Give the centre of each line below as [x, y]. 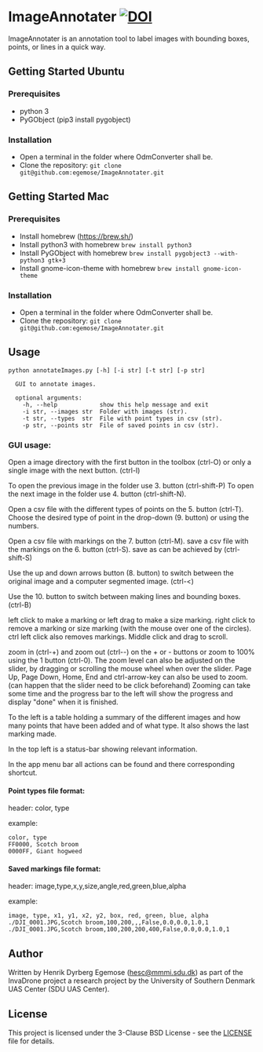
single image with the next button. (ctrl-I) [74, 470]
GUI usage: [30, 445]
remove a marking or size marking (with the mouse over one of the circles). [130, 629]
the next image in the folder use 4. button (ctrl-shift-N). [97, 494]
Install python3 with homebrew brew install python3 [106, 244]
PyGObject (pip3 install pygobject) [75, 119]
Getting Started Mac [59, 197]
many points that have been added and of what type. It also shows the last [128, 725]
